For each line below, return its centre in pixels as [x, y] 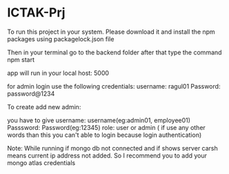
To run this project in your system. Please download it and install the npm [111, 32]
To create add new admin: [44, 107]
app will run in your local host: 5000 [58, 73]
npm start [21, 59]
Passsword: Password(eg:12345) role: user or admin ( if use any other [106, 127]
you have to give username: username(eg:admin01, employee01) [99, 120]
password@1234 [31, 94]
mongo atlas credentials [41, 162]
